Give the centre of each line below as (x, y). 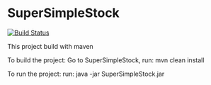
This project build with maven (50, 46)
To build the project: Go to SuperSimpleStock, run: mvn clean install (106, 60)
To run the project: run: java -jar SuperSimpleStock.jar (86, 74)
